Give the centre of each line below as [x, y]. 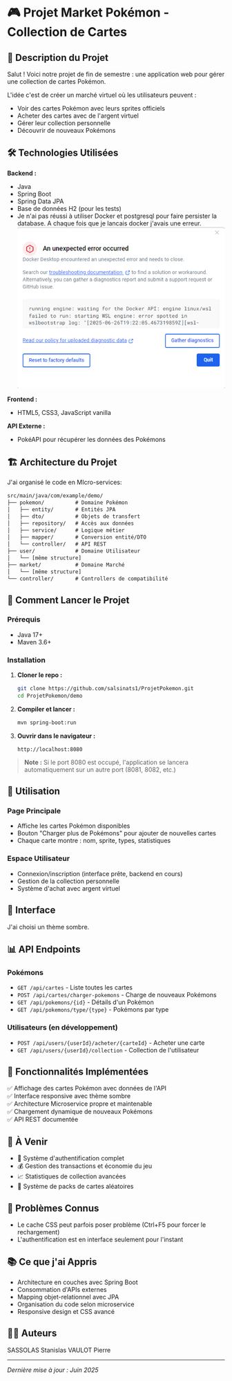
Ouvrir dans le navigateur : [56, 736]
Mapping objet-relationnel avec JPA [68, 1297]
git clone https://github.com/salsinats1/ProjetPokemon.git [105, 689]
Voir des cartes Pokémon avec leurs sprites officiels [91, 108]
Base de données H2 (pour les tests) [69, 208]
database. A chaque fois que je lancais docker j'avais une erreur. [109, 223]
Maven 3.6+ [34, 642]
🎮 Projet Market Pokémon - [88, 13]
